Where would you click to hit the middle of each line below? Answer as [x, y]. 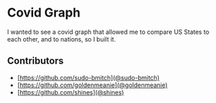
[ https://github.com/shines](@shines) [70, 92]
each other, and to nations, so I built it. [61, 39]
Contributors [36, 61]
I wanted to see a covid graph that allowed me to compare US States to [108, 32]
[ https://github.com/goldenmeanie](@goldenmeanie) [92, 85]
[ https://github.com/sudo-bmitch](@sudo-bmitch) [88, 77]
